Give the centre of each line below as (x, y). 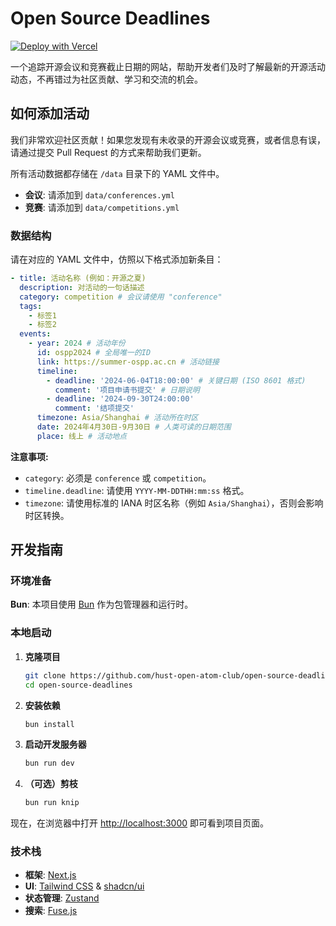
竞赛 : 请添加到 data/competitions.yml (102, 207)
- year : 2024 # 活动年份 (77, 343)
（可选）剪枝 (51, 784)
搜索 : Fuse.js (51, 911)
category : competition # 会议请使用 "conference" (121, 297)
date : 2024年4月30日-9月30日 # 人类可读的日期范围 (134, 427)
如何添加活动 (50, 113)
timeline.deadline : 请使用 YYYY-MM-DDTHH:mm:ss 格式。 (137, 490)
